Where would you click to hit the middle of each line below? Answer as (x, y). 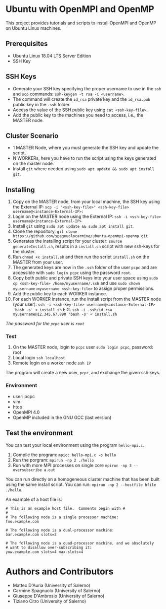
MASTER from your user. (38, 262)
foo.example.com (22, 521)
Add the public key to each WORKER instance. (60, 294)
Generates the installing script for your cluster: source (67, 241)
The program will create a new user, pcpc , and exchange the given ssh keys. (83, 373)
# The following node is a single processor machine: (62, 517)
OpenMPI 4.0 (26, 412)
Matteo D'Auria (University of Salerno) (52, 585)
